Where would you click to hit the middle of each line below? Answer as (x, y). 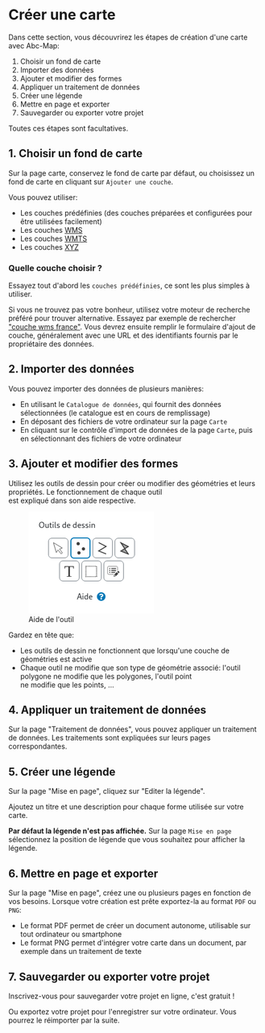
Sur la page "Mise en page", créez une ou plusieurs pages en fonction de (130, 893)
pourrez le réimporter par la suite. (64, 1020)
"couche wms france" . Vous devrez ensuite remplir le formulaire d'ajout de (132, 327)
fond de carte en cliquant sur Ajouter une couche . (91, 181)
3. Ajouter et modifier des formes (93, 464)
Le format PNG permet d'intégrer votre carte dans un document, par (133, 943)
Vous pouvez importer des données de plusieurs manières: (106, 388)
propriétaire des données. (51, 344)
